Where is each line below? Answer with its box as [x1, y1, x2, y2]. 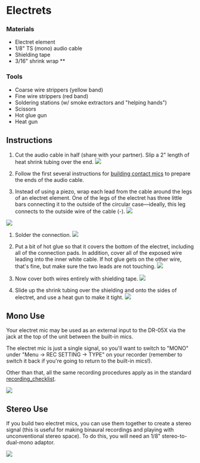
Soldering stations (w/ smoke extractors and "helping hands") [14, 99, 167, 106]
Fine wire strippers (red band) [14, 92, 88, 99]
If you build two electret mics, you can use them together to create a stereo [6, 420, 192, 427]
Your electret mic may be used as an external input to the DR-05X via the [6, 327, 186, 334]
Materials [6, 25, 35, 33]
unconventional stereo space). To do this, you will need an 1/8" [6, 432, 161, 440]
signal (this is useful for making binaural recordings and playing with [6, 426, 174, 434]
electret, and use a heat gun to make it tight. [14, 294, 124, 301]
